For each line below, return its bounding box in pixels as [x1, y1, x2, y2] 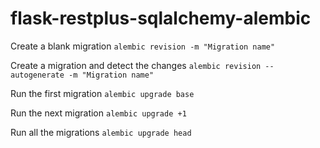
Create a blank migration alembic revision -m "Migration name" [10, 40, 276, 52]
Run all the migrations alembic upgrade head [10, 126, 192, 138]
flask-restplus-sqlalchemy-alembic [10, 7, 312, 30]
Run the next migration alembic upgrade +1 [10, 107, 187, 119]
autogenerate [10, 70, 65, 80]
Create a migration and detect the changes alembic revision [10, 59, 262, 71]
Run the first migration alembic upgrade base [10, 87, 195, 99]
